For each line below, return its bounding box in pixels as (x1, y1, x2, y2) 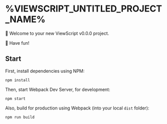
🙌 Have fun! (5, 40, 30, 46)
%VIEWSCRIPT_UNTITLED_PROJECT (5, 3, 162, 15)
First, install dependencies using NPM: (5, 68, 85, 74)
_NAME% (5, 14, 46, 25)
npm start (5, 96, 26, 101)
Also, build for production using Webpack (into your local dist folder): (5, 105, 149, 111)
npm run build (5, 114, 35, 119)
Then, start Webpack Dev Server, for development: (5, 86, 110, 92)
